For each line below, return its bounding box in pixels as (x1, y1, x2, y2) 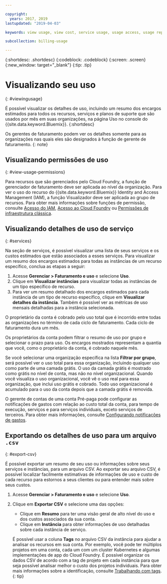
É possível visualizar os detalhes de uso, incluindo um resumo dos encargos (5, 105, 162, 112)
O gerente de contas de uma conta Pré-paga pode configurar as (5, 396, 137, 402)
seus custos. (5, 482, 31, 488)
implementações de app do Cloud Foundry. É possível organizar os (12, 552, 150, 558)
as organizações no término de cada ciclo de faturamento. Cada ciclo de (5, 319, 154, 325)
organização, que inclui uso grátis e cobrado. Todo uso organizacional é (5, 381, 153, 387)
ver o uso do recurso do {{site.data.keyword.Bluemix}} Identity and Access (5, 189, 159, 195)
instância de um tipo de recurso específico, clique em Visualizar (12, 294, 145, 300)
